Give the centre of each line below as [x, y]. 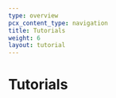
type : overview [33, 16]
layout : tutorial [37, 45]
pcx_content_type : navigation [58, 23]
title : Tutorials [37, 30]
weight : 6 [25, 38]
